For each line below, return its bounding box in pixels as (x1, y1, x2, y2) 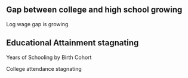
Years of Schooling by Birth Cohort (6, 54, 92, 61)
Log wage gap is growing (6, 20, 69, 27)
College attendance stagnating (6, 65, 82, 72)
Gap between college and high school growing (6, 5, 183, 15)
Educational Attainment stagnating (6, 38, 139, 48)
